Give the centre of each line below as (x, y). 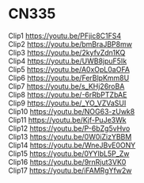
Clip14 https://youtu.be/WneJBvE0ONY (72, 145)
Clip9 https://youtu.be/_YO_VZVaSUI (67, 103)
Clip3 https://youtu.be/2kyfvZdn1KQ (67, 52)
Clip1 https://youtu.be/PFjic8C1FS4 (65, 36)
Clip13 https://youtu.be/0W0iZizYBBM (70, 136)
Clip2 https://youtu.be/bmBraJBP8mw (70, 44)
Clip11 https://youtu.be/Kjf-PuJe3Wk (67, 120)
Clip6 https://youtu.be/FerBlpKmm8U (69, 78)
